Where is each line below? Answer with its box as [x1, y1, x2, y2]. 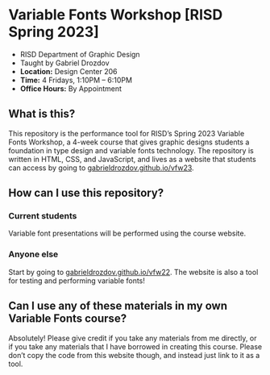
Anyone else [8, 248, 59, 260]
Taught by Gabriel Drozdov [19, 58, 110, 68]
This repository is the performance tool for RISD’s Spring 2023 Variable [8, 128, 245, 138]
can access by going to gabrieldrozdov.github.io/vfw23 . [8, 163, 195, 173]
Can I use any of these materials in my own [8, 299, 228, 313]
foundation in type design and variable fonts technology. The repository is [8, 145, 254, 155]
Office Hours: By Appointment [19, 83, 123, 94]
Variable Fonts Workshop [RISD [8, 6, 223, 24]
